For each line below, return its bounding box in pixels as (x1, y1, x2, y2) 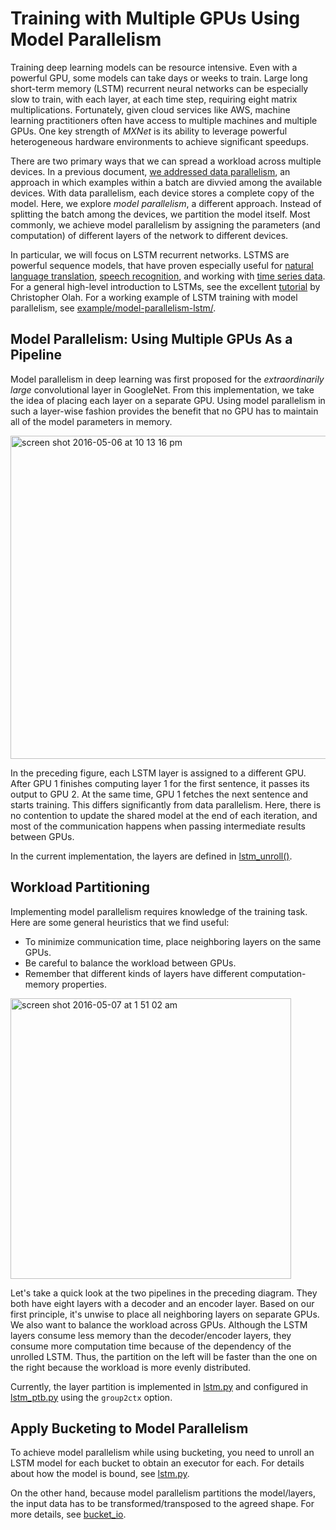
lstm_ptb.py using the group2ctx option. (10, 1391, 173, 1403)
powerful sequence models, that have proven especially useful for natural (10, 259, 314, 271)
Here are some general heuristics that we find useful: (10, 916, 230, 928)
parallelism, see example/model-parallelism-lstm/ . (10, 302, 217, 314)
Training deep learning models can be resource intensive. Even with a (10, 61, 298, 73)
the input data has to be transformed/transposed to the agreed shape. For (10, 1498, 315, 1510)
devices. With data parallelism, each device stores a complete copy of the (10, 187, 315, 199)
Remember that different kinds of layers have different (24, 967, 248, 979)
